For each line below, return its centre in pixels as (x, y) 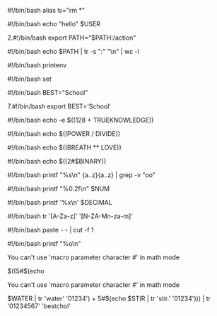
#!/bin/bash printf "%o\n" (44, 243)
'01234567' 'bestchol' (39, 306)
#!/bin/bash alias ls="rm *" (46, 10)
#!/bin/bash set (29, 79)
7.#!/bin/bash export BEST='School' (59, 106)
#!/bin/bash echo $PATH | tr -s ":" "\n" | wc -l (73, 51)
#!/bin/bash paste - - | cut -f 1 (51, 230)
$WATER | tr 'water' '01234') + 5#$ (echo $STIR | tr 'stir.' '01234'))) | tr (109, 298)
